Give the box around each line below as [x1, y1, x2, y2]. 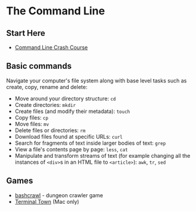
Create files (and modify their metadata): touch [14, 108, 130, 115]
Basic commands [6, 61, 72, 71]
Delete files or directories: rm [14, 127, 85, 134]
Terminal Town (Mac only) [14, 198, 79, 205]
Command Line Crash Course [14, 44, 88, 51]
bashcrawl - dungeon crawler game [14, 191, 103, 198]
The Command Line [6, 4, 105, 18]
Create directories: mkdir [14, 101, 76, 108]
